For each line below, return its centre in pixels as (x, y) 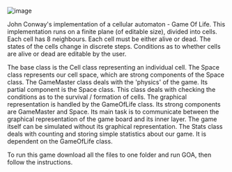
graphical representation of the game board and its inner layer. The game (112, 119)
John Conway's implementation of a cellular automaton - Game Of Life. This (116, 24)
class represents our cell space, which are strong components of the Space (116, 75)
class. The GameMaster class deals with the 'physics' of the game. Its (108, 82)
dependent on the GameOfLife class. (60, 141)
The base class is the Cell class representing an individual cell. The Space (113, 67)
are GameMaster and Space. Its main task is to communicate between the (113, 112)
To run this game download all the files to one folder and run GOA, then (109, 155)
